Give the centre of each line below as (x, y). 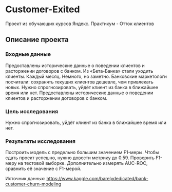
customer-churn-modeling (33, 184)
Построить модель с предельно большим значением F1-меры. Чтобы (82, 153)
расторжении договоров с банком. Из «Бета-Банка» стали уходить (79, 71)
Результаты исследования (41, 141)
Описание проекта (37, 40)
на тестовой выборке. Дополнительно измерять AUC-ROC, (83, 163)
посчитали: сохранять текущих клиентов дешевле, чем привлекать (80, 82)
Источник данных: (25, 179)
